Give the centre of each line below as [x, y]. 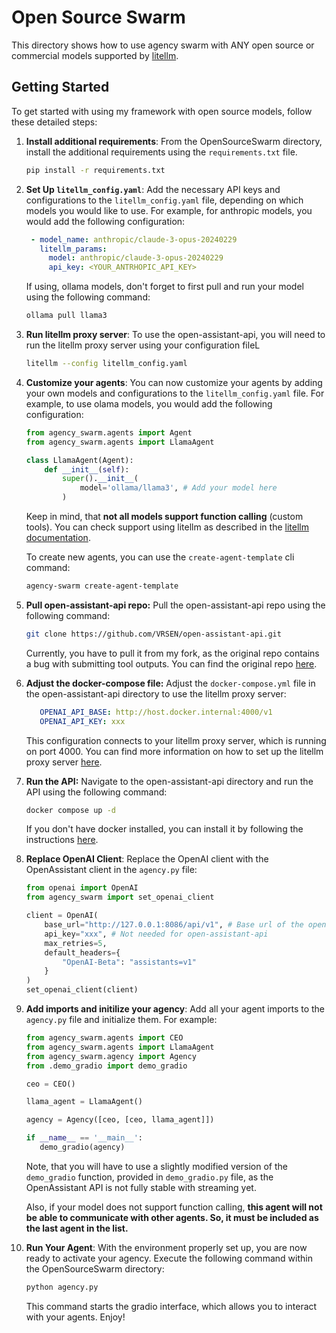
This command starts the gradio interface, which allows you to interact [171, 1306]
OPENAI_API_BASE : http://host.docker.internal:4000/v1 [156, 712]
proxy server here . [64, 762]
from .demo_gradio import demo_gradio [106, 1066]
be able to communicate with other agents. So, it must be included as [172, 1217]
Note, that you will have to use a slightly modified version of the [156, 1166]
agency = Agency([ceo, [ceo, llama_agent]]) [120, 1120]
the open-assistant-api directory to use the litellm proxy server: [156, 693]
